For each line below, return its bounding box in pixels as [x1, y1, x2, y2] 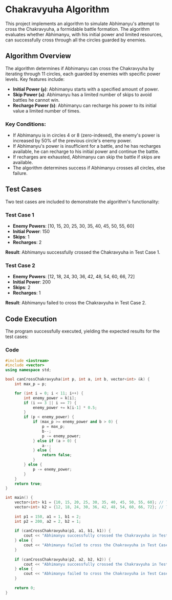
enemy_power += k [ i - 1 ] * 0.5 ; [32, 405, 97, 410]
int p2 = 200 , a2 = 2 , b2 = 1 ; [14, 519, 81, 524]
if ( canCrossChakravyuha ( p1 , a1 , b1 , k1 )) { [14, 528, 111, 534]
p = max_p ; [41, 424, 66, 429]
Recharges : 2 [12, 239, 42, 246]
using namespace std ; [5, 367, 52, 373]
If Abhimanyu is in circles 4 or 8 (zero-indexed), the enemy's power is [12, 132, 160, 139]
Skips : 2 [12, 284, 31, 291]
